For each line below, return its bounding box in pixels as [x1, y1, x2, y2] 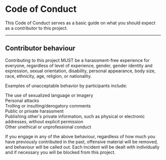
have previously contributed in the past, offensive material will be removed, [5, 139, 158, 145]
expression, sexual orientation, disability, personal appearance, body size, [5, 68, 156, 74]
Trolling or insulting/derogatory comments [5, 103, 91, 108]
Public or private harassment [5, 108, 64, 114]
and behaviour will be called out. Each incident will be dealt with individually [5, 144, 160, 150]
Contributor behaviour [5, 44, 76, 53]
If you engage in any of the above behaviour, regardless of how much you [5, 133, 156, 139]
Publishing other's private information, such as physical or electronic [5, 113, 145, 119]
